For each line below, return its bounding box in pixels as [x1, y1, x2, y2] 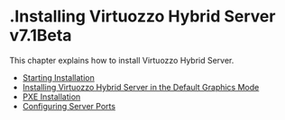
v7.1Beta [9, 25, 72, 46]
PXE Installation [22, 91, 81, 102]
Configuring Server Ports [22, 100, 115, 111]
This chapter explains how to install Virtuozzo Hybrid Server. [9, 55, 234, 65]
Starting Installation [22, 72, 95, 82]
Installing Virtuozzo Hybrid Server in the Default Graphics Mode [22, 81, 260, 92]
